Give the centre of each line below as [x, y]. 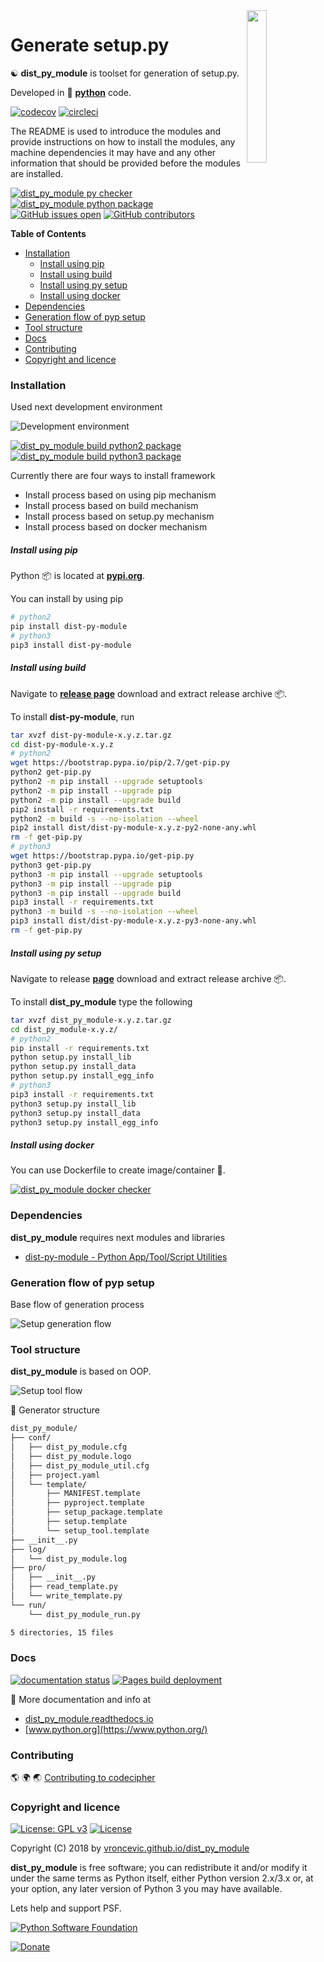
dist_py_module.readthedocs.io [89, 1718]
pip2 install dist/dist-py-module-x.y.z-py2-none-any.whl [133, 828]
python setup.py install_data [73, 1067]
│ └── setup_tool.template [80, 1530]
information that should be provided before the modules [125, 163]
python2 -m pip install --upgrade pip [91, 790]
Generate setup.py [90, 45]
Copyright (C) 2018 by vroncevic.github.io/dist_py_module [130, 1848]
